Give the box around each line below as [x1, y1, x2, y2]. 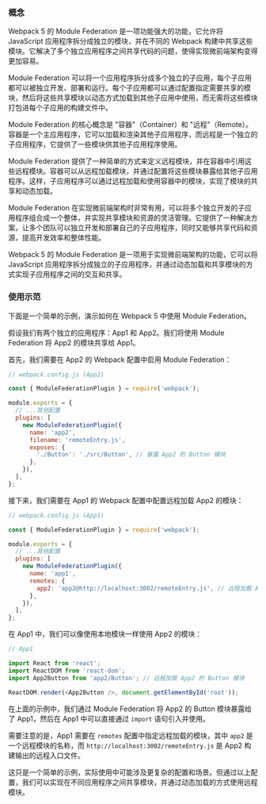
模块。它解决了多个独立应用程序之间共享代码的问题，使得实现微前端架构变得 [8, 46, 258, 56]
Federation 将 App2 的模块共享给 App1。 [8, 337, 140, 347]
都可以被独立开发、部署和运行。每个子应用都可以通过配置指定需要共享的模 [8, 83, 251, 93]
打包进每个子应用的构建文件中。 [8, 103, 112, 113]
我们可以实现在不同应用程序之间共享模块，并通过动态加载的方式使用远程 [21, 777, 258, 787]
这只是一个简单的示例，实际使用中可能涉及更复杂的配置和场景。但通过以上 [8, 767, 251, 777]
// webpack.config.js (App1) [8, 511, 104, 519]
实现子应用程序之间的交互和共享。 [14, 270, 127, 279]
